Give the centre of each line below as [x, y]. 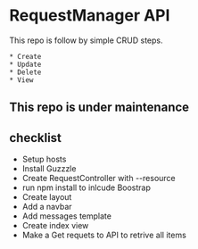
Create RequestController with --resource [99, 178]
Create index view [55, 226]
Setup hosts [44, 159]
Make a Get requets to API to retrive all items [104, 235]
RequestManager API [90, 16]
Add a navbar [47, 207]
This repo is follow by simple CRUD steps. [86, 40]
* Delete [25, 72]
